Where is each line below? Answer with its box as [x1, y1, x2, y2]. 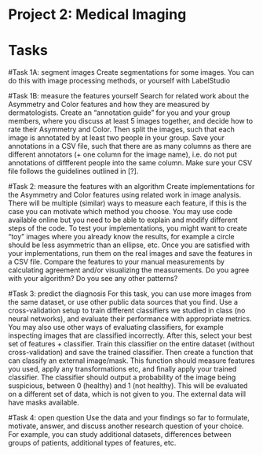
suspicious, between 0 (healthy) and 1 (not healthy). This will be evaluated [8, 381, 248, 390]
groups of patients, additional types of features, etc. [8, 438, 177, 448]
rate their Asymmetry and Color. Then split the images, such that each [8, 124, 236, 135]
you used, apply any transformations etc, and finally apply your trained [8, 364, 237, 374]
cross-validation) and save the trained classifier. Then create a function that [8, 348, 254, 357]
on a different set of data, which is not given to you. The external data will [8, 390, 246, 399]
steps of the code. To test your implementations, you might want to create [8, 224, 247, 233]
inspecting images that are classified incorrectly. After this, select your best [8, 331, 253, 340]
